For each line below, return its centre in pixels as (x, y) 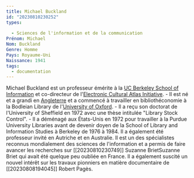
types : (14, 22)
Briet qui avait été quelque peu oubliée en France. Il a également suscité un (97, 156)
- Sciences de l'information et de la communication (77, 33)
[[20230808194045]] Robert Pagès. (50, 169)
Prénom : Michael (26, 39)
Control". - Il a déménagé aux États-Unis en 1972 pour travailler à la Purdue (97, 119)
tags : (13, 66)
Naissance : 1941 (26, 60)
